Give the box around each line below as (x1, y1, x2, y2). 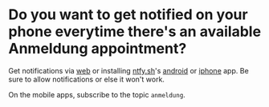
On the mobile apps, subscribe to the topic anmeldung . (8, 89, 186, 99)
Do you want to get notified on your (8, 6, 248, 24)
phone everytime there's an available (8, 22, 262, 41)
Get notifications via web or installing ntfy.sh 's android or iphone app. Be (8, 65, 249, 75)
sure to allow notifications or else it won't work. (8, 74, 165, 84)
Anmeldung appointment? (8, 40, 187, 57)
